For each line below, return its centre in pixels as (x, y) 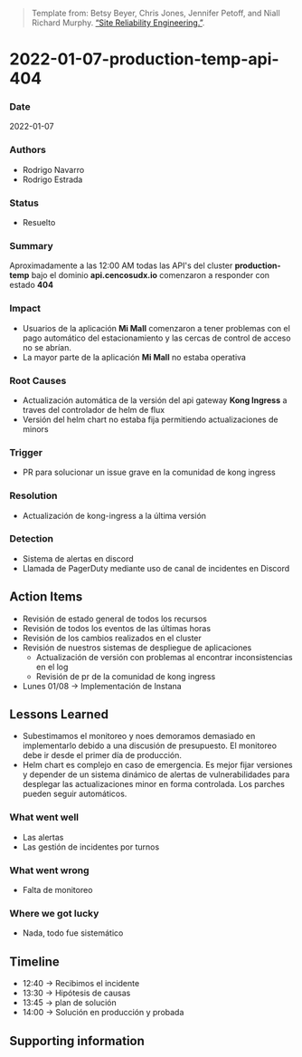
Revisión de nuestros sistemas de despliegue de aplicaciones (137, 648)
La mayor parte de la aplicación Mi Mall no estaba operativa (134, 357)
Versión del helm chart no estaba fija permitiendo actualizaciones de (150, 419)
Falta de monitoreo (57, 890)
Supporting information (77, 1041)
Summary (32, 246)
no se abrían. (47, 347)
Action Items (46, 597)
